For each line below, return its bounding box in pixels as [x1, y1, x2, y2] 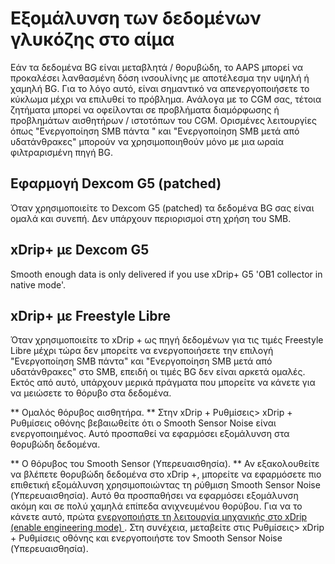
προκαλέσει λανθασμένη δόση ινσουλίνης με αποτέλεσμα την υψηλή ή [10, 72, 310, 84]
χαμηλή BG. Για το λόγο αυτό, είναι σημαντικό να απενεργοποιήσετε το [10, 82, 310, 94]
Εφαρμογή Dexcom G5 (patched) [10, 175, 222, 192]
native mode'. [10, 278, 67, 291]
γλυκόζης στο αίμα [10, 28, 175, 51]
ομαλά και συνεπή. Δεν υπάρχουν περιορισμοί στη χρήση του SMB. [10, 212, 292, 224]
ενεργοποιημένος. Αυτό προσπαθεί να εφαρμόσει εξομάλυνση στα [10, 428, 290, 440]
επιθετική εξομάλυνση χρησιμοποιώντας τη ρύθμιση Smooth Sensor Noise [10, 479, 321, 491]
